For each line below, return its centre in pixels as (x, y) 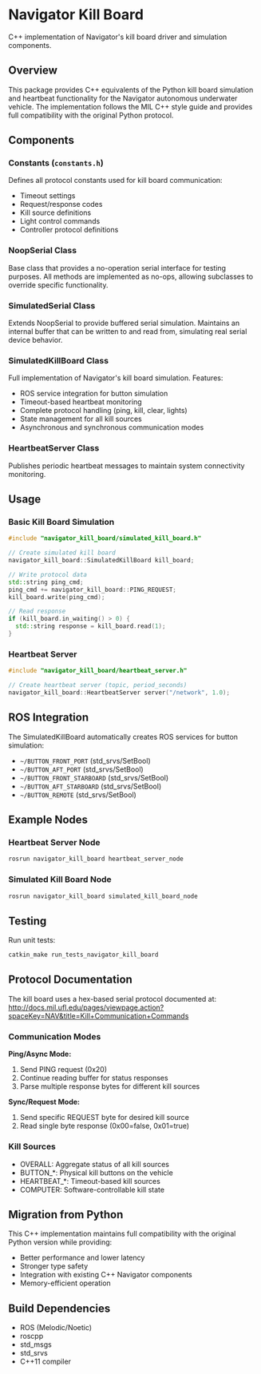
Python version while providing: (60, 1242)
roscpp (32, 1336)
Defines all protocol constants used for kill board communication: (115, 181)
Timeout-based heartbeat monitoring (81, 402)
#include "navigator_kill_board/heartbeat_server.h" (98, 671)
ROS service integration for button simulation (94, 394)
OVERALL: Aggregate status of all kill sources (95, 1164)
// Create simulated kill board (62, 553)
